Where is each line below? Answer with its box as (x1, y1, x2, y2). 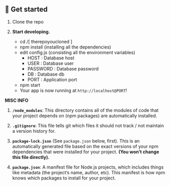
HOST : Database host (27, 55, 75, 61)
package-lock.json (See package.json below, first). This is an (12, 137, 140, 144)
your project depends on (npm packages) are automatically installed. (12, 112, 157, 119)
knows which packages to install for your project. (12, 175, 116, 181)
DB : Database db (27, 71, 65, 77)
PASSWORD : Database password (27, 65, 99, 72)
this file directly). (12, 154, 50, 160)
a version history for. (12, 128, 56, 134)
